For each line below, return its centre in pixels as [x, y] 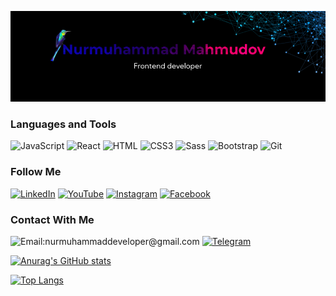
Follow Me [36, 172]
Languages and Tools [63, 124]
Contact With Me [52, 219]
